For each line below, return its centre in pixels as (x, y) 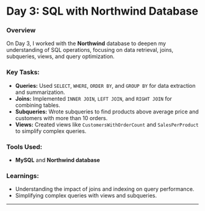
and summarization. (40, 92)
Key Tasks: (23, 73)
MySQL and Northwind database (58, 160)
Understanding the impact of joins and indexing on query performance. (105, 189)
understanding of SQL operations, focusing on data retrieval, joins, (90, 50)
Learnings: (23, 176)
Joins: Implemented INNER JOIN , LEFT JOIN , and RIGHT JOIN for (94, 98)
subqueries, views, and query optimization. (60, 57)
